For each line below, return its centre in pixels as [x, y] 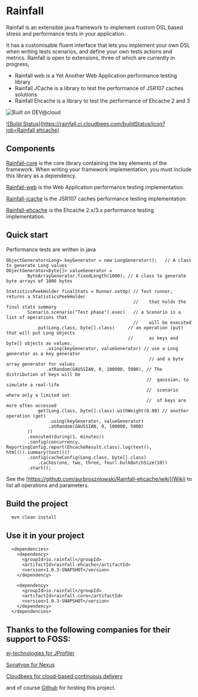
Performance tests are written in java [51, 249]
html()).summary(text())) [38, 452]
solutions [26, 94]
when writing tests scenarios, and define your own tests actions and [89, 51]
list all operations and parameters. [48, 485]
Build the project [37, 503]
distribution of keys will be [43, 374]
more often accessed [32, 405]
